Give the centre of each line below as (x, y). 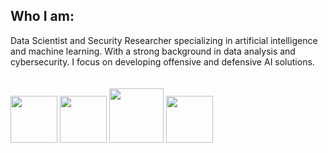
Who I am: (42, 16)
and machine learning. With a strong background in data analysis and (153, 51)
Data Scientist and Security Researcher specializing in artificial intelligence (164, 40)
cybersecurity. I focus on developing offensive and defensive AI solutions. (162, 61)
